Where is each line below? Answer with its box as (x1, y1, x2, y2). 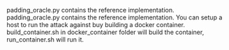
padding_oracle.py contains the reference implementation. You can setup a (6, 13, 223, 22)
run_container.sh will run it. (6, 35, 84, 44)
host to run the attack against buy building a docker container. (6, 21, 186, 28)
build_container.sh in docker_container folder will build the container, (6, 28, 205, 36)
